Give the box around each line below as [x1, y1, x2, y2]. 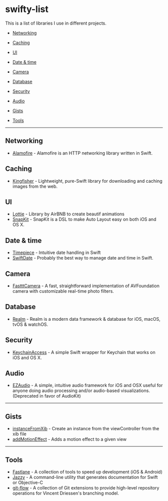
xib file [12, 431, 26, 437]
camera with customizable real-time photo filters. [12, 288, 114, 294]
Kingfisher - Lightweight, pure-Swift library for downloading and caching [12, 178, 162, 184]
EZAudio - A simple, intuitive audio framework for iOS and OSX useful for [12, 383, 163, 389]
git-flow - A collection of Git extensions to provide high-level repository [12, 485, 159, 491]
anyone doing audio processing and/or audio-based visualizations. [12, 388, 150, 394]
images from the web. [12, 183, 58, 189]
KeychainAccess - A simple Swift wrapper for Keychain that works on [12, 349, 156, 355]
